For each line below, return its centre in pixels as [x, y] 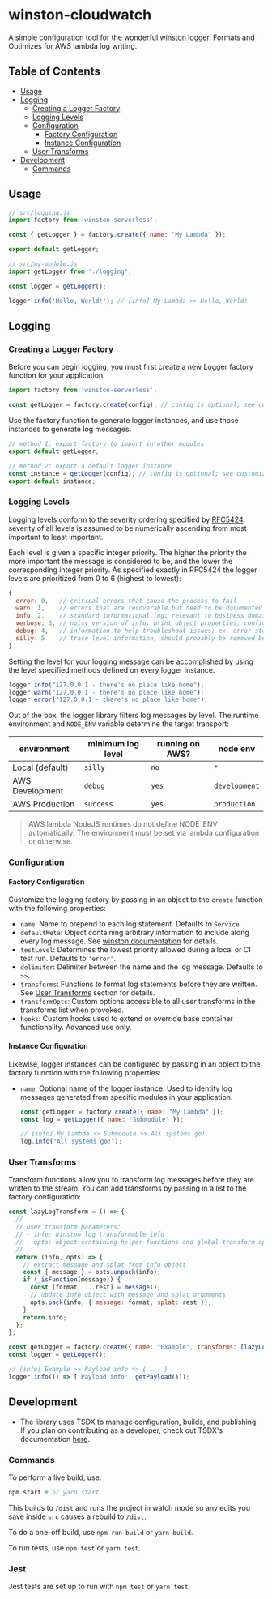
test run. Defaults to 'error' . [68, 959]
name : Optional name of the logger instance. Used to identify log [126, 1088]
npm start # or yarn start [54, 1492]
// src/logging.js [39, 212]
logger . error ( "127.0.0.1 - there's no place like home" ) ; [108, 700]
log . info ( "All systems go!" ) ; [71, 1142]
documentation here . [55, 1439]
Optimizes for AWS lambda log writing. [73, 45]
